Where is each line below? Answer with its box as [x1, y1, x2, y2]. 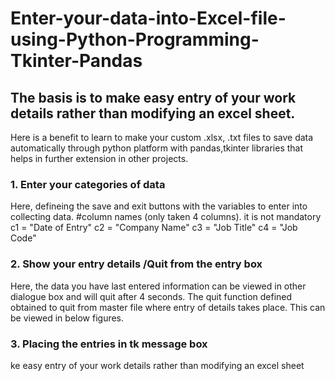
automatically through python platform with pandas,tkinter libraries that [10, 142, 304, 154]
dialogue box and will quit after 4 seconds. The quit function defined [10, 290, 293, 302]
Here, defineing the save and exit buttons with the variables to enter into [10, 200, 308, 212]
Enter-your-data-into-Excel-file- [10, 7, 287, 30]
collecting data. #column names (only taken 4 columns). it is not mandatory [10, 211, 322, 223]
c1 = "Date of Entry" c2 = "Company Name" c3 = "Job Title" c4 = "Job [10, 222, 298, 234]
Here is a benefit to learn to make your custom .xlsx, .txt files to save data [10, 132, 314, 143]
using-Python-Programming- [10, 28, 260, 51]
